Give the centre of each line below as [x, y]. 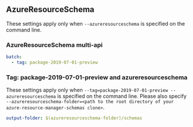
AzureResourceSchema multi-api [54, 45]
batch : [14, 57]
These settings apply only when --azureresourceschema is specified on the [96, 23]
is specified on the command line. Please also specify [122, 96]
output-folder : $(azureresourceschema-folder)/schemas [74, 118]
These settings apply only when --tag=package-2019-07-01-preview [87, 90]
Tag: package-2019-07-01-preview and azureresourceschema [97, 77]
